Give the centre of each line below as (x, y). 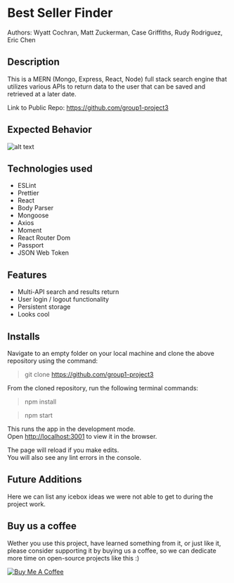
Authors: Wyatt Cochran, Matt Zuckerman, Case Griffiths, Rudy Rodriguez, (115, 32)
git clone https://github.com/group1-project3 (89, 374)
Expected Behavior (50, 130)
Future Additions (45, 480)
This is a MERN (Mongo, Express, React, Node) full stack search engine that (117, 79)
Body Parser (35, 208)
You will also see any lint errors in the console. (74, 457)
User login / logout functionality (63, 300)
